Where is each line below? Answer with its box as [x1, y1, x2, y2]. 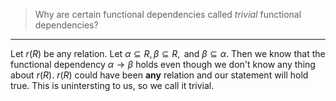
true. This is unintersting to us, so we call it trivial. [10, 80, 215, 91]
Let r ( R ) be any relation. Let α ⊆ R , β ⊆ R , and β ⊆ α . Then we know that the [10, 48, 326, 59]
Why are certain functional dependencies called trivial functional [34, 9, 302, 20]
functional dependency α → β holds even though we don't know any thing [10, 59, 316, 70]
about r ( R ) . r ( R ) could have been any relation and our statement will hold [10, 69, 309, 81]
